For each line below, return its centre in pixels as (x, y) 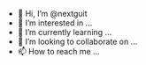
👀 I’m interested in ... (55, 23)
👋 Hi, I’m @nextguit (52, 14)
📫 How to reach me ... (58, 51)
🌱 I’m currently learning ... (65, 32)
